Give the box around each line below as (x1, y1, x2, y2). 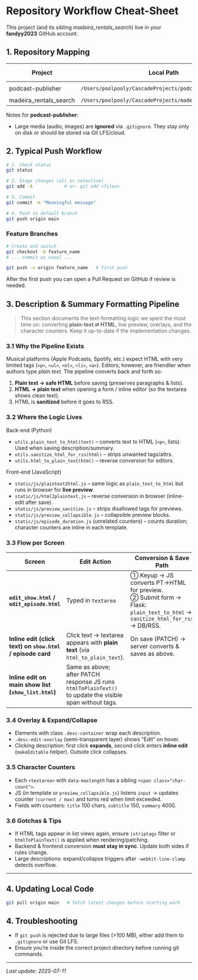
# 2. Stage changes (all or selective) (6, 178, 104, 184)
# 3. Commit (6, 194, 35, 200)
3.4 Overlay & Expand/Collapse (6, 716, 98, 724)
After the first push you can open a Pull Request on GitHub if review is (6, 276, 176, 283)
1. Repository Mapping (6, 47, 90, 57)
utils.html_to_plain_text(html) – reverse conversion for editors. (14, 457, 174, 464)
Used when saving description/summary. (14, 444, 115, 451)
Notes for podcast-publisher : (6, 111, 78, 118)
